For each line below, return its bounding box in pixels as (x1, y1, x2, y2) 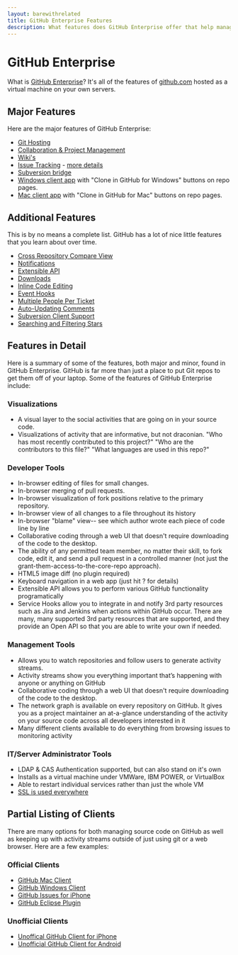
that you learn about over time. (7, 238, 97, 246)
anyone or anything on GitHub (17, 678, 106, 687)
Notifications (17, 259, 55, 267)
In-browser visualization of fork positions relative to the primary (17, 494, 204, 503)
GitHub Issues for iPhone (17, 891, 91, 900)
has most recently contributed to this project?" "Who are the (17, 437, 194, 447)
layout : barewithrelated (7, 10, 81, 18)
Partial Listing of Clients (7, 808, 115, 820)
